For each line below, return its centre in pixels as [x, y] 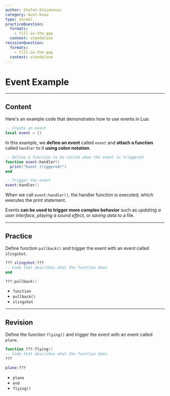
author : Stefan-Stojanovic [34, 10]
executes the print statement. [36, 200]
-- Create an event [26, 128]
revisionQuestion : [25, 43]
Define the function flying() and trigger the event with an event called [79, 335]
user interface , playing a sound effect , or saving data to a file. [70, 215]
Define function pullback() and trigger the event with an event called [77, 248]
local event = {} [24, 133]
